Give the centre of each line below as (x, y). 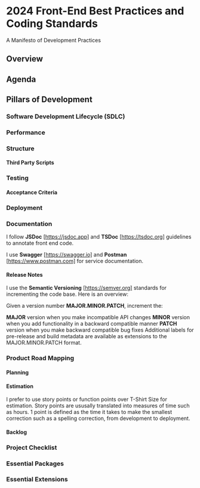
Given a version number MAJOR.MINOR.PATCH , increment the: (84, 306)
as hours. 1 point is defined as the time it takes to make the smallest (89, 412)
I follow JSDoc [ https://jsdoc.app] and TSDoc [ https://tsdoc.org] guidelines (99, 237)
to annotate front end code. (40, 243)
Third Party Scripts (30, 163)
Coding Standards (52, 24)
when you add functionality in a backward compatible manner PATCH (92, 324)
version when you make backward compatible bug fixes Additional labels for (100, 330)
